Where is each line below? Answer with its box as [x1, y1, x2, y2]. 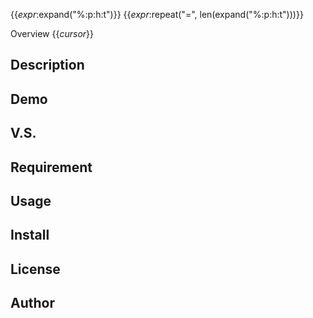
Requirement [10, 159, 93, 176]
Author [10, 295, 55, 312]
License [10, 260, 61, 278]
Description [10, 57, 85, 74]
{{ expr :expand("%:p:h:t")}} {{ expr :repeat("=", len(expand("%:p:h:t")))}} [10, 9, 304, 20]
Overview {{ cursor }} [10, 28, 95, 39]
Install [10, 227, 50, 244]
